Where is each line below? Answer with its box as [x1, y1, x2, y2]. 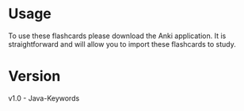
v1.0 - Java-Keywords [8, 93, 80, 103]
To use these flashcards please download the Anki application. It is [8, 31, 227, 40]
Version [8, 67, 61, 86]
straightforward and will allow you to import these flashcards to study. [8, 39, 236, 48]
